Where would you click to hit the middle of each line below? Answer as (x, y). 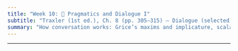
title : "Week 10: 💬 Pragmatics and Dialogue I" (79, 14)
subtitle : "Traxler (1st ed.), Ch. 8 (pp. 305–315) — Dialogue (103, 21)
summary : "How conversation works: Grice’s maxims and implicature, (110, 27)
